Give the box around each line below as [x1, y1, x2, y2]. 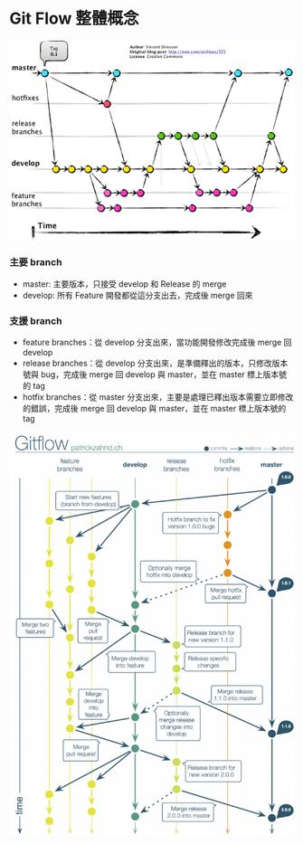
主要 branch [9, 256, 62, 269]
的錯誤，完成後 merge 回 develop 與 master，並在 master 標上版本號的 [22, 403, 287, 413]
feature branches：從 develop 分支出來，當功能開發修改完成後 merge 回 [22, 337, 292, 347]
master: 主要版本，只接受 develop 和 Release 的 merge [22, 278, 227, 289]
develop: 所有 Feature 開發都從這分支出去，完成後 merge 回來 [22, 289, 253, 300]
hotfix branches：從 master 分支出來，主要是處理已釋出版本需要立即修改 [22, 391, 294, 403]
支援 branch [9, 314, 62, 327]
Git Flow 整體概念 [9, 8, 139, 29]
